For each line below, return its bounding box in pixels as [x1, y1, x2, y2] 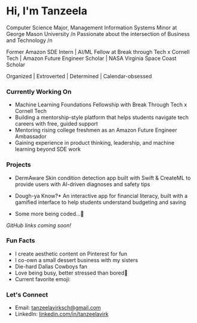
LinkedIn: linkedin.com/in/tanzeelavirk [14, 310, 109, 318]
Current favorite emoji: [14, 275, 71, 282]
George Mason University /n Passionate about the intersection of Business [6, 30, 190, 37]
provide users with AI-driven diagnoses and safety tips [14, 181, 151, 188]
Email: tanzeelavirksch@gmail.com [14, 304, 101, 312]
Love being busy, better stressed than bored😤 [14, 269, 128, 276]
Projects [6, 160, 31, 169]
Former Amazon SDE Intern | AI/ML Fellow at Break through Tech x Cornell [6, 48, 190, 55]
